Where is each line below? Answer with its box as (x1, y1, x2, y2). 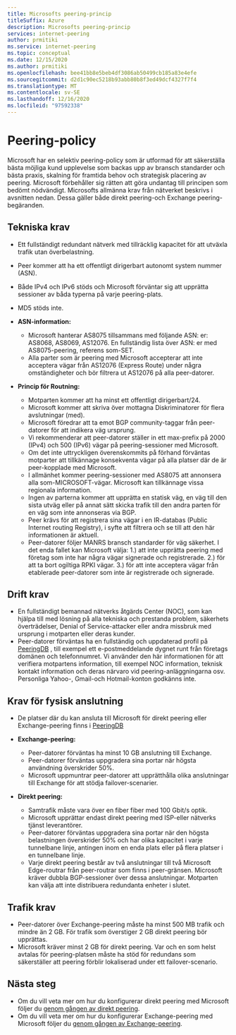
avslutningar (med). (27, 411, 85, 419)
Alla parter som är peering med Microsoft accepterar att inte (27, 353, 203, 362)
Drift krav (7, 588, 49, 600)
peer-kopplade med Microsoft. (27, 463, 117, 471)
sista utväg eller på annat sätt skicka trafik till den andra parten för (27, 500, 221, 509)
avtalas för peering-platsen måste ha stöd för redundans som (17, 950, 196, 959)
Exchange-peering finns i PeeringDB (17, 721, 124, 730)
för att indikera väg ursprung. (51, 425, 136, 434)
